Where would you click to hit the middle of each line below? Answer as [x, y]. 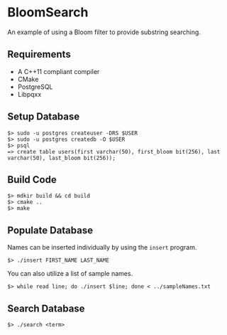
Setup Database [44, 117]
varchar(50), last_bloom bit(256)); [61, 158]
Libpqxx [29, 94]
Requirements [39, 54]
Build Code [32, 180]
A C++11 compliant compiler [59, 71]
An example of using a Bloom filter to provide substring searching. [104, 32]
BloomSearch [48, 12]
